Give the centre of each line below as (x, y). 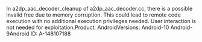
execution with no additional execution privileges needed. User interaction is (101, 21)
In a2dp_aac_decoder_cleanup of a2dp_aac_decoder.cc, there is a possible (99, 9)
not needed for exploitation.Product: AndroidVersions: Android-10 (88, 27)
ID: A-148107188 (51, 34)
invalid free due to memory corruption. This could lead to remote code (93, 15)
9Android (18, 34)
